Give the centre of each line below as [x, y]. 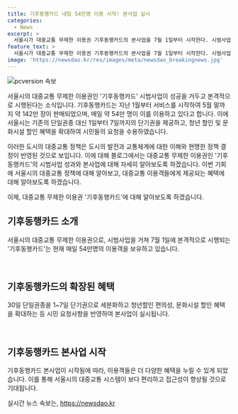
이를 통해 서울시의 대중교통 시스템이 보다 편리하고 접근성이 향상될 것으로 [127, 379]
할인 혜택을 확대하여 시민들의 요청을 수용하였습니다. [97, 131]
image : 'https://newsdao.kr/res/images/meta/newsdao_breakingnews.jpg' [115, 60]
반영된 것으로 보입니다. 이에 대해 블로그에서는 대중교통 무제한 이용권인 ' [119, 155]
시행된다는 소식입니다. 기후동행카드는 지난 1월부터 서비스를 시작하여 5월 [113, 105]
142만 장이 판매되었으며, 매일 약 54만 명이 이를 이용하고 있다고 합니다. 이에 [125, 113]
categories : [25, 21]
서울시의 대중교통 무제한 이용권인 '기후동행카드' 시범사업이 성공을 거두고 [107, 96]
